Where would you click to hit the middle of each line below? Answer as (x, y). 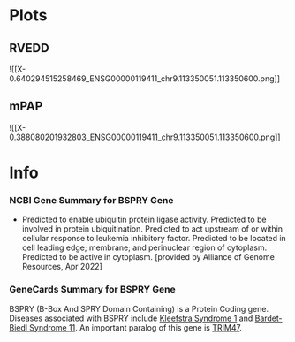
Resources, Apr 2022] (62, 267)
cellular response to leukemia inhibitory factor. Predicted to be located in (154, 239)
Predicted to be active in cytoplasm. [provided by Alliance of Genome (148, 257)
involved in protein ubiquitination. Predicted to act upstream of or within (152, 229)
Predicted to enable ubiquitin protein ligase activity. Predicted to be (144, 220)
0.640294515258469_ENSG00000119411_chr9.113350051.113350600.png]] (145, 79)
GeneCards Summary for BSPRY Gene (92, 290)
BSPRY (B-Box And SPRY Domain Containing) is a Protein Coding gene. (139, 308)
